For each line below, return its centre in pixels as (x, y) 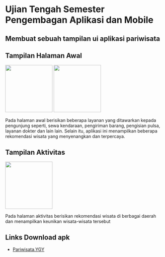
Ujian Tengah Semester (55, 9)
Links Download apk (38, 237)
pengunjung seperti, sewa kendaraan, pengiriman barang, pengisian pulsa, (83, 126)
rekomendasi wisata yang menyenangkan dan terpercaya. (65, 137)
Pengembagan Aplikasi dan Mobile (79, 20)
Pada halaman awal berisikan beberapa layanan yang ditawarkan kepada (81, 120)
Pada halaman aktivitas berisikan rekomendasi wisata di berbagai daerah (81, 216)
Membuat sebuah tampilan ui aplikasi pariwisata (83, 39)
